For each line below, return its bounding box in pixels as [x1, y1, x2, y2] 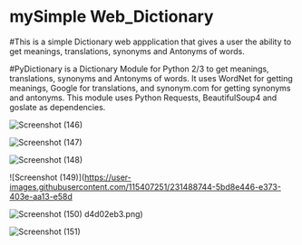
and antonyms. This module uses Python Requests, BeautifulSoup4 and [9, 92, 278, 103]
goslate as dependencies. [9, 101, 106, 112]
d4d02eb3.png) [84, 208, 143, 219]
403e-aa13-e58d [9, 191, 73, 202]
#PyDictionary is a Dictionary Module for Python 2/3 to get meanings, [9, 63, 269, 74]
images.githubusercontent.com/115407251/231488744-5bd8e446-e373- [9, 181, 281, 192]
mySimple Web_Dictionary [9, 6, 214, 27]
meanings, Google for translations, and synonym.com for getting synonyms [9, 82, 291, 93]
